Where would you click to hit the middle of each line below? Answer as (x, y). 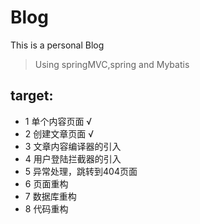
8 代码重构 (46, 208)
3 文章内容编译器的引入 (73, 146)
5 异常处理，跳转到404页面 (81, 171)
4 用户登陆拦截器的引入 (73, 158)
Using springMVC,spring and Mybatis (112, 64)
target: (32, 96)
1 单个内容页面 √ (58, 121)
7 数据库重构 (50, 196)
